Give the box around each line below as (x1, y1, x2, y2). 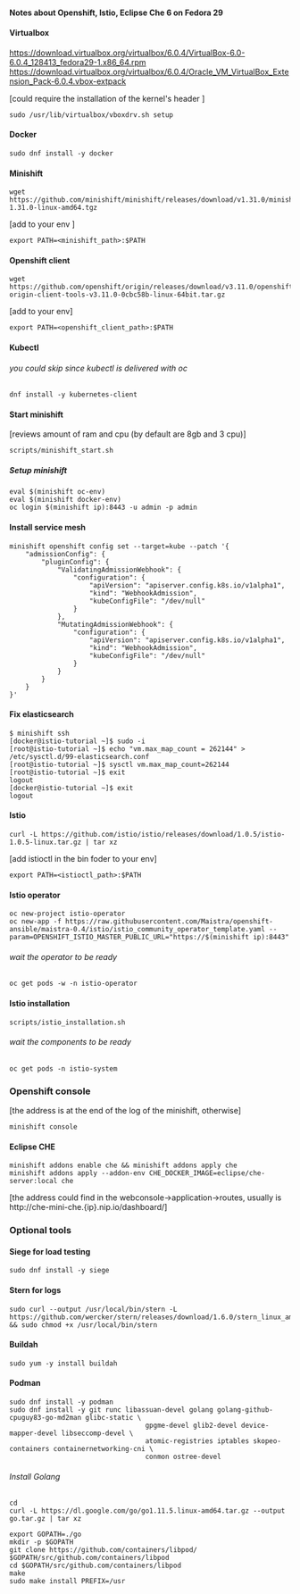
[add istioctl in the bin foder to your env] (9, 853, 158, 864)
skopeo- (253, 1437, 281, 1446)
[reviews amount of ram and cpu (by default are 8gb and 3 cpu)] (9, 429, 247, 439)
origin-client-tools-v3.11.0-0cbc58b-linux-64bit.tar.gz (9, 290, 226, 299)
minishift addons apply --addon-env (9, 1169, 146, 1178)
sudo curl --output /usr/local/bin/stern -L (9, 1305, 178, 1314)
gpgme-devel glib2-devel (145, 1421, 238, 1431)
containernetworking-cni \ (53, 1445, 154, 1454)
